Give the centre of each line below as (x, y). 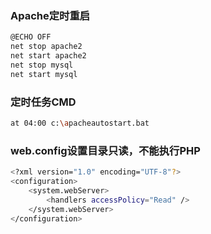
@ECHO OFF (31, 37)
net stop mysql (42, 65)
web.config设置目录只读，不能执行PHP (105, 150)
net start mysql (44, 74)
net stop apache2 (46, 47)
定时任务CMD (43, 102)
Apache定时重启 (50, 15)
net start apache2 (48, 56)
